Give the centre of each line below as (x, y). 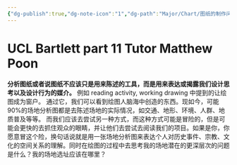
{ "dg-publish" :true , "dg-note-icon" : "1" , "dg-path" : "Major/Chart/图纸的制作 (117, 14)
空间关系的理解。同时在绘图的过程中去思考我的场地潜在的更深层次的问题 (124, 145)
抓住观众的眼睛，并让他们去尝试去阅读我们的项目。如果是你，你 (137, 128)
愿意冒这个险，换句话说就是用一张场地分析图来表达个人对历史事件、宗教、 (115, 136)
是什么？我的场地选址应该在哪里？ (57, 154)
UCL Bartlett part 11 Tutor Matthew (110, 48)
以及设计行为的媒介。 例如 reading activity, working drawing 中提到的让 (117, 93)
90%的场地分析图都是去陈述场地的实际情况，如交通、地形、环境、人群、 (113, 110)
